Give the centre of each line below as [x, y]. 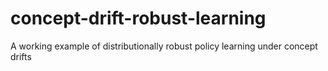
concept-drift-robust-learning [138, 18]
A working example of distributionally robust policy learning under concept [164, 46]
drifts [21, 56]
